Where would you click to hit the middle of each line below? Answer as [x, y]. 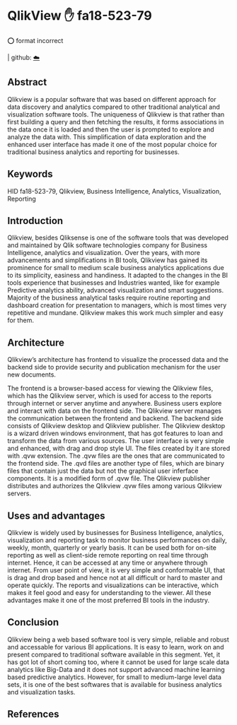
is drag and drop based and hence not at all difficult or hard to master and [115, 578]
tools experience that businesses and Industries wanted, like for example [114, 283]
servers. [19, 493]
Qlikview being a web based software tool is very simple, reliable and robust [118, 639]
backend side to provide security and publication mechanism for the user [114, 367]
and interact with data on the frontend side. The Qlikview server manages [114, 411]
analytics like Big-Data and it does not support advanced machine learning [116, 669]
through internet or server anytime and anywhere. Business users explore [115, 403]
